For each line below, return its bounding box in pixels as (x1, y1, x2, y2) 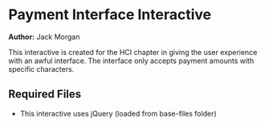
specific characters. (8, 64, 75, 73)
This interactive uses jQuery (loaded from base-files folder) (19, 108, 217, 118)
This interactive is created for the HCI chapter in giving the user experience (8, 47, 258, 57)
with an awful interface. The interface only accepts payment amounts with (8, 56, 255, 65)
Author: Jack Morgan (8, 32, 80, 41)
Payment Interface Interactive (8, 6, 212, 24)
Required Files (8, 88, 82, 101)
